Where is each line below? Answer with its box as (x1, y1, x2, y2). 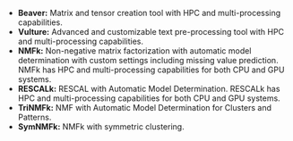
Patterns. (17, 112, 52, 122)
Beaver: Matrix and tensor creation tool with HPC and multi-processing (17, 8, 281, 18)
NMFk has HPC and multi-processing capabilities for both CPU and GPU (17, 64, 285, 75)
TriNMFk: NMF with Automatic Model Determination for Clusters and (17, 103, 271, 112)
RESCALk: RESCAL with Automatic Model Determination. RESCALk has (17, 84, 280, 94)
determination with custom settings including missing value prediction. (17, 55, 280, 65)
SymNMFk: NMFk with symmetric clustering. (17, 121, 185, 132)
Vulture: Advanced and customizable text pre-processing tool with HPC (17, 27, 285, 37)
